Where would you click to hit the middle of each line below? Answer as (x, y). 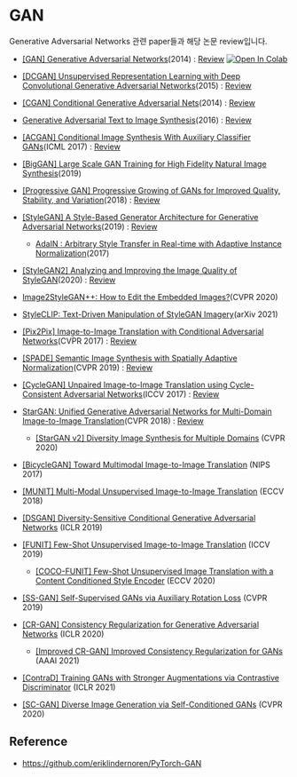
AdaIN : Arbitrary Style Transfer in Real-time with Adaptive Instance (158, 243)
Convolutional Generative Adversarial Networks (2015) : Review (137, 85)
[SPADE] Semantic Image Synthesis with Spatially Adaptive (129, 358)
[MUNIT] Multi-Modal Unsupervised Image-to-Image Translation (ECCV (153, 491)
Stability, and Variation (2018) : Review (91, 200)
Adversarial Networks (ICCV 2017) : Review (141, 394)
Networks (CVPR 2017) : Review (79, 341)
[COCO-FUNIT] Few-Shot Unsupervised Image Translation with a (154, 571)
